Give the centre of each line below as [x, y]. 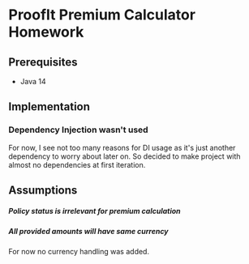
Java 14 [33, 81]
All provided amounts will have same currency [88, 232]
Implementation [49, 107]
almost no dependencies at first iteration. [77, 164]
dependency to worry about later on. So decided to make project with [124, 156]
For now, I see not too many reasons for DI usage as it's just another [122, 147]
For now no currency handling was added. [79, 252]
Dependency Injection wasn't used [78, 130]
